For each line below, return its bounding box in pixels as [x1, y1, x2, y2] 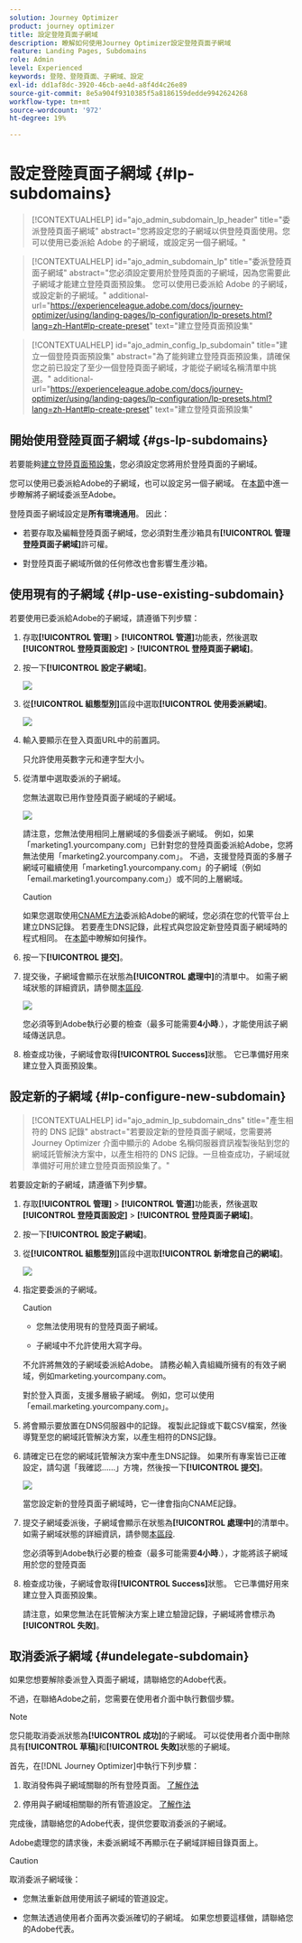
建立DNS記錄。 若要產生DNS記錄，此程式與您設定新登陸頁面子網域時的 [22, 921, 288, 932]
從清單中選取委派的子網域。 [22, 773, 126, 784]
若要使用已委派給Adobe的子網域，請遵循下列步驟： [9, 612, 200, 623]
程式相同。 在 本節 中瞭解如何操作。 [22, 932, 151, 944]
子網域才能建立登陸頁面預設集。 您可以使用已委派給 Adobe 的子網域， [31, 279, 292, 290]
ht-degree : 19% [9, 114, 67, 123]
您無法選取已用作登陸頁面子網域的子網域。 [22, 792, 181, 803]
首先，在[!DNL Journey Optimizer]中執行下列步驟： [9, 1761, 200, 1771]
